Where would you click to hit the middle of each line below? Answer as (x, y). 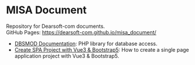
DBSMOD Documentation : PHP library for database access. (86, 44)
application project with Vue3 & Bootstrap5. (67, 56)
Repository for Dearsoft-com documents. (55, 26)
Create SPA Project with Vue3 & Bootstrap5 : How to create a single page (102, 49)
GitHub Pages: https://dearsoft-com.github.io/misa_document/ (81, 32)
